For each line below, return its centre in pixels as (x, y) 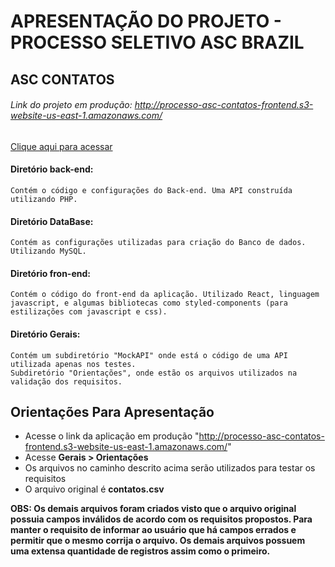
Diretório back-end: (52, 169)
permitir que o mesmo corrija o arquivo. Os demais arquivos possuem (158, 541)
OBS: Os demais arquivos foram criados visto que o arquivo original (153, 509)
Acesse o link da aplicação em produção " (112, 436)
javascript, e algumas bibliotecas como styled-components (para (149, 303)
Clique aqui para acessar (61, 146)
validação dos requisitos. (66, 381)
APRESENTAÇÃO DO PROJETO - (146, 21)
